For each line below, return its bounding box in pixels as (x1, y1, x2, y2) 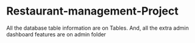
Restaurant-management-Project (6, 4, 179, 18)
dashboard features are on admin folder (6, 30, 107, 38)
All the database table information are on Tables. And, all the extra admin (6, 24, 189, 31)
